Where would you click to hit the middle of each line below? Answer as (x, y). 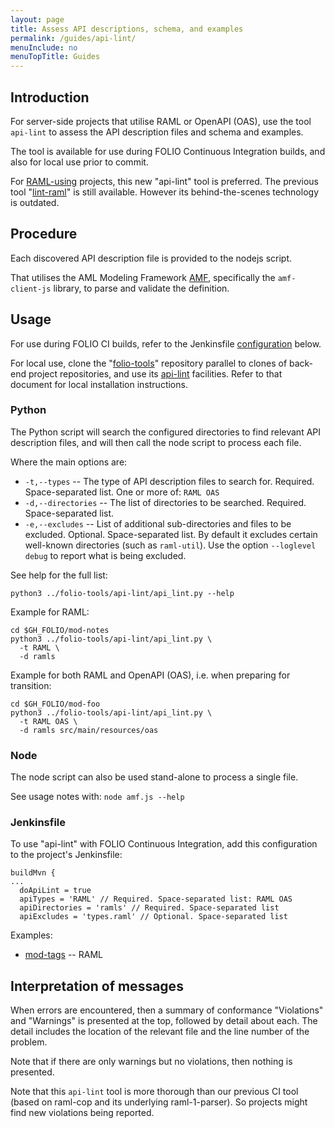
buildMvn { (33, 873)
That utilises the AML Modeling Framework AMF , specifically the (143, 277)
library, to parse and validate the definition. (141, 288)
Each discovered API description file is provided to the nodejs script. (151, 258)
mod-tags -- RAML (63, 955)
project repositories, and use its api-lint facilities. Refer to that (155, 373)
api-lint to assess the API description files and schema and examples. (157, 132)
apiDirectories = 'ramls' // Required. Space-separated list (149, 908)
